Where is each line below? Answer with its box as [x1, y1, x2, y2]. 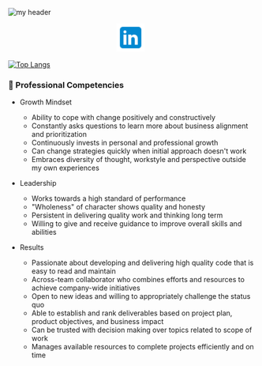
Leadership [19, 179, 57, 188]
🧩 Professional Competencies [8, 79, 125, 90]
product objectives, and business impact [31, 317, 164, 326]
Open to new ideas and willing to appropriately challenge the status [31, 292, 251, 301]
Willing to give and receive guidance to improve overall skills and [31, 219, 242, 228]
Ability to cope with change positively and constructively [31, 113, 215, 123]
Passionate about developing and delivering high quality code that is [31, 258, 254, 268]
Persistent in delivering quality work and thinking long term [31, 210, 223, 221]
